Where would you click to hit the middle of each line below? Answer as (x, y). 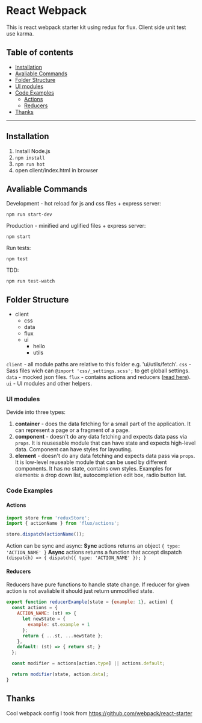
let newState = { (44, 619)
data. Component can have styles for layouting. (74, 449)
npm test (17, 259)
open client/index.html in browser (56, 170)
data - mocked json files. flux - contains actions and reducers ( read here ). (99, 377)
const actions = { (35, 608)
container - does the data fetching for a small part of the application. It (103, 424)
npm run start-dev (29, 214)
